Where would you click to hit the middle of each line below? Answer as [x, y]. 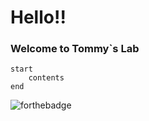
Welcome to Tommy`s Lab [75, 49]
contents [46, 78]
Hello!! [38, 17]
